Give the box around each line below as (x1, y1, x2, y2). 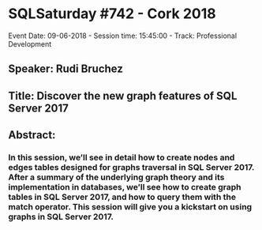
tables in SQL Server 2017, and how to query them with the (8, 191, 237, 202)
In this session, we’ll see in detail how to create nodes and (8, 152, 235, 163)
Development (8, 39, 52, 48)
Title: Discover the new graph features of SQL (8, 89, 238, 103)
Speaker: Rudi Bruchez (8, 62, 124, 76)
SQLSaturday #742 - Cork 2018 (8, 5, 216, 23)
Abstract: (8, 128, 56, 142)
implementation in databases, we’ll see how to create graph (8, 182, 241, 193)
